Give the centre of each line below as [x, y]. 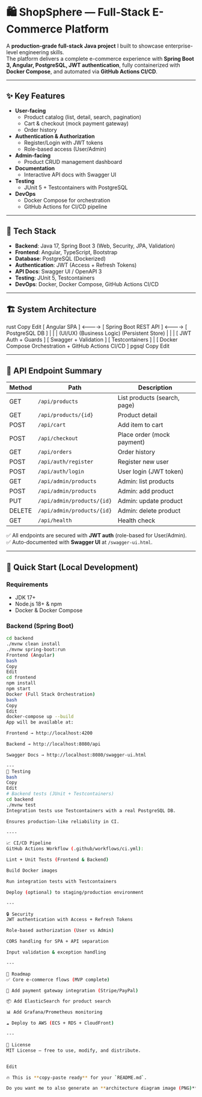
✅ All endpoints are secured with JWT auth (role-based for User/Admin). [97, 536]
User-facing [30, 110]
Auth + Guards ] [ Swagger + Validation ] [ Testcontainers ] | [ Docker [92, 340]
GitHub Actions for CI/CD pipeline [66, 207]
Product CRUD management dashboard [73, 161]
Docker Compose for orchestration [67, 200]
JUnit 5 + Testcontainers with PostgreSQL [76, 187]
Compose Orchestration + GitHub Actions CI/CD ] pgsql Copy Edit [88, 346]
